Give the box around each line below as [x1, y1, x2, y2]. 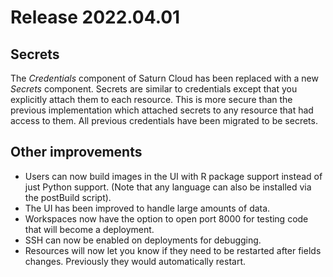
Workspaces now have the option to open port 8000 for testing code [24, 212, 309, 225]
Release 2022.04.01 [10, 6, 181, 29]
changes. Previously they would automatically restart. [24, 255, 247, 267]
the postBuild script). [24, 191, 112, 203]
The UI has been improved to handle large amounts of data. [24, 202, 271, 214]
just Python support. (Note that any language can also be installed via [24, 181, 312, 193]
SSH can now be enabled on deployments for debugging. [24, 234, 262, 246]
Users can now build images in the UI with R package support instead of [24, 170, 323, 182]
